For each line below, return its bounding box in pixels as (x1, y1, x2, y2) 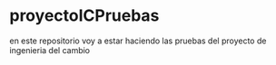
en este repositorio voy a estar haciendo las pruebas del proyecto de (9, 35, 267, 46)
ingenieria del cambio (9, 44, 91, 55)
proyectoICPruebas (9, 5, 160, 26)
